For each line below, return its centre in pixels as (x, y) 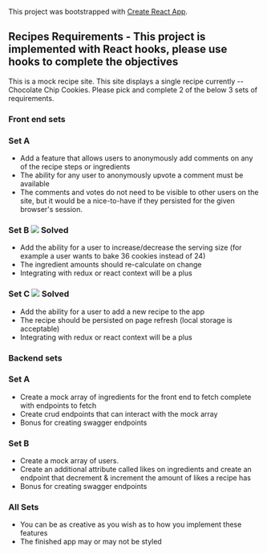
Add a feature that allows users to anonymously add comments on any (136, 158)
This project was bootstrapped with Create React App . (98, 12)
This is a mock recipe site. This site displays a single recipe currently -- (126, 81)
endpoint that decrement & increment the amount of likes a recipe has (135, 478)
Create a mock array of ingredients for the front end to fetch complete (136, 397)
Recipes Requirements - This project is (107, 37)
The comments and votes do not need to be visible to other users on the (139, 193)
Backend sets (35, 358)
